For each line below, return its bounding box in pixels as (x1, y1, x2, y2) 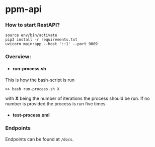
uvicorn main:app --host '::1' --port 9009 (5, 42, 98, 47)
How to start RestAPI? (5, 22, 60, 29)
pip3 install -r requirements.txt (5, 37, 78, 42)
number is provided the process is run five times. (5, 100, 107, 106)
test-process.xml (12, 112, 50, 118)
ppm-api (5, 4, 42, 15)
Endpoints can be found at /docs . (5, 136, 74, 142)
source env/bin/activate (5, 33, 57, 38)
